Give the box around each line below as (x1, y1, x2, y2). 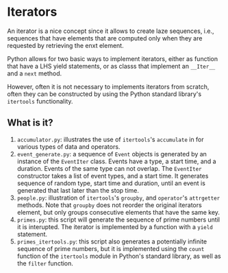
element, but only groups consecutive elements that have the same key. (16, 208, 220, 216)
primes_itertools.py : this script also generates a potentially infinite (16, 237, 207, 246)
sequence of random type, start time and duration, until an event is (16, 179, 205, 187)
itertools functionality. (7, 97, 73, 105)
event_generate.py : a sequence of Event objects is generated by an (16, 150, 207, 158)
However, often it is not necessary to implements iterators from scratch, (7, 82, 210, 91)
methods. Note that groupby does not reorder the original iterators (16, 200, 202, 209)
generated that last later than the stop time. (16, 186, 139, 194)
